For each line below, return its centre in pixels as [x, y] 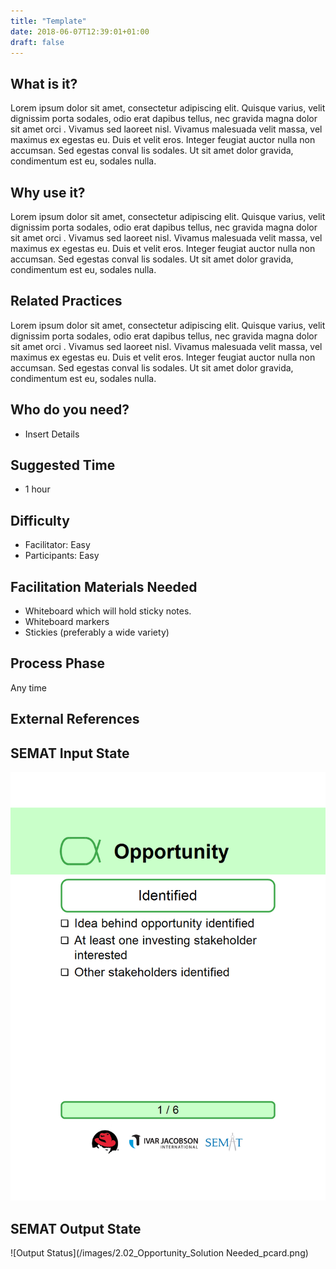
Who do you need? [70, 410]
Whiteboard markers [67, 622]
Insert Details [52, 434]
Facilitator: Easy [57, 545]
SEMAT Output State [76, 1228]
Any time [28, 687]
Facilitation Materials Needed [104, 586]
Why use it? [48, 192]
